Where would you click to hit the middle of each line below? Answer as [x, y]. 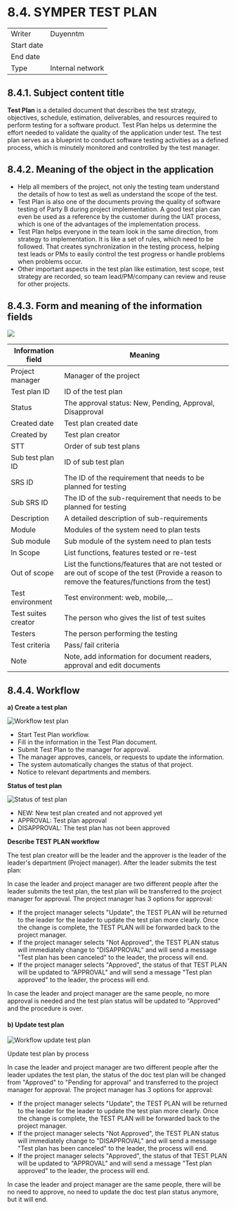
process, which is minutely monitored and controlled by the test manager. [113, 147]
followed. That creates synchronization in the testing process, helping [118, 246]
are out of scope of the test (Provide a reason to [143, 573]
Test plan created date [101, 423]
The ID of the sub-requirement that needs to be [143, 499]
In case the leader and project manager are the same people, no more [109, 994]
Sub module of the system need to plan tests [138, 541]
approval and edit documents [112, 665]
